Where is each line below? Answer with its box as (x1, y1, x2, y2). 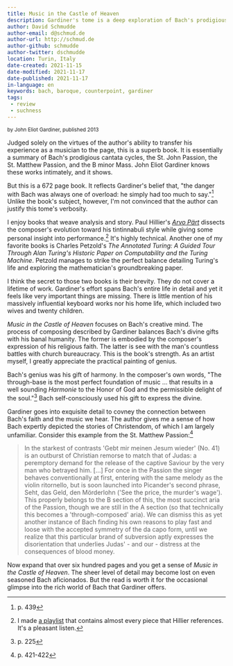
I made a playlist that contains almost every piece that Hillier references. (17, 617, 224, 625)
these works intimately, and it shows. (7, 168, 113, 176)
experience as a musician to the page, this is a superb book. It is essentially (7, 145, 223, 154)
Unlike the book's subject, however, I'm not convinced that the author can (7, 197, 218, 206)
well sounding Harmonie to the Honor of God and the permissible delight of (7, 385, 223, 393)
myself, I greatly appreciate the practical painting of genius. (7, 357, 178, 366)
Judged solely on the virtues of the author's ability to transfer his (7, 138, 193, 147)
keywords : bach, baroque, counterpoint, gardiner (7, 88, 154, 95)
